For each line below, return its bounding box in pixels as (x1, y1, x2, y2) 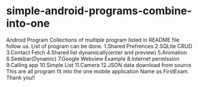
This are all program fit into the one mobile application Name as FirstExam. (6, 67, 190, 75)
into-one (6, 17, 50, 30)
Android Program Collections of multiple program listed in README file (6, 36, 180, 43)
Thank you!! (6, 74, 36, 81)
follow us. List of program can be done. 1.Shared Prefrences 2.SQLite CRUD (6, 43, 193, 50)
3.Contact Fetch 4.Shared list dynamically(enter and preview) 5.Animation (6, 49, 187, 56)
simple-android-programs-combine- (6, 4, 192, 18)
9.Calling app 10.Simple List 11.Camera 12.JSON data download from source (6, 61, 192, 69)
